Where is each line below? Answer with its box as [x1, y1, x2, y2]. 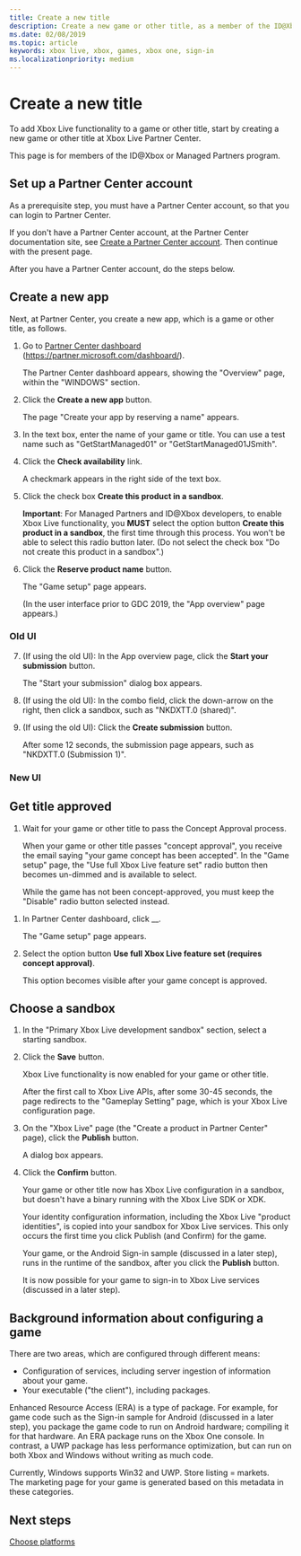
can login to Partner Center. [9, 209, 112, 220]
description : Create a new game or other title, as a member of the [9, 22, 271, 31]
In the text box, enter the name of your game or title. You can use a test [21, 428, 286, 440]
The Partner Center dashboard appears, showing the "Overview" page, [21, 367, 285, 378]
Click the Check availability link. [21, 455, 143, 467]
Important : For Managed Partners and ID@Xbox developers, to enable [21, 508, 282, 519]
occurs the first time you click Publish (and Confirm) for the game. [21, 1231, 267, 1242]
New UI [9, 771, 42, 784]
